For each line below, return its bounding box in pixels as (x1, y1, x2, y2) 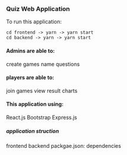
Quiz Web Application (6, 5, 70, 13)
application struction (6, 127, 59, 134)
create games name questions (6, 60, 80, 67)
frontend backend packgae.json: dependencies (6, 142, 121, 149)
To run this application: (6, 18, 62, 25)
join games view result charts (6, 87, 78, 94)
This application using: (6, 101, 64, 108)
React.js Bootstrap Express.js (6, 114, 77, 121)
